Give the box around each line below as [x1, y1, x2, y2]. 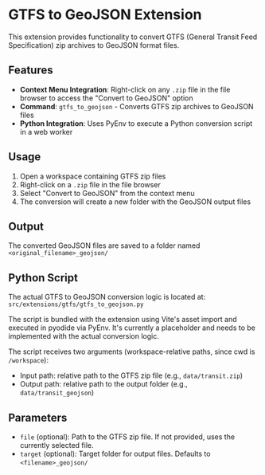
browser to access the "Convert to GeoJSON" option [19, 93, 193, 103]
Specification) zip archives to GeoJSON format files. [8, 40, 180, 49]
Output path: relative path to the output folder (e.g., [19, 379, 189, 389]
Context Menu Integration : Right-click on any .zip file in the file [19, 84, 231, 94]
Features [8, 64, 53, 77]
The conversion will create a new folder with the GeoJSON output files [19, 197, 251, 206]
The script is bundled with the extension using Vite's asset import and [8, 315, 237, 324]
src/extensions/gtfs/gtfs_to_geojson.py [8, 300, 145, 308]
